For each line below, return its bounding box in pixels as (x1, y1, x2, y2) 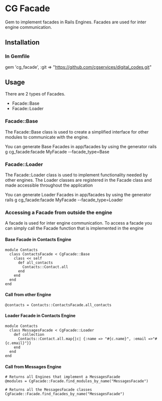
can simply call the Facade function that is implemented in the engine (5, 225, 144, 231)
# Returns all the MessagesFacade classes (5, 387, 92, 392)
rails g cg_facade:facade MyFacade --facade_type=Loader (5, 197, 123, 203)
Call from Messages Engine (5, 363, 62, 369)
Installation (5, 38, 40, 47)
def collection (14, 332, 45, 337)
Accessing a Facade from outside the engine (5, 209, 113, 216)
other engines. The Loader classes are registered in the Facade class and (5, 177, 152, 183)
